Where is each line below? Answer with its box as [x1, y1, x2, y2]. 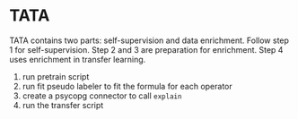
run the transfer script [22, 99, 104, 110]
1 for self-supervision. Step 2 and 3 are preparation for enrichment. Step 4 [9, 44, 284, 55]
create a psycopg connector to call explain [22, 90, 182, 101]
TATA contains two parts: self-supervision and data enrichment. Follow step [9, 35, 290, 46]
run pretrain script [22, 71, 90, 81]
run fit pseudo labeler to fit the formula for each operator [22, 81, 233, 91]
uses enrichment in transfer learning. [9, 54, 146, 64]
